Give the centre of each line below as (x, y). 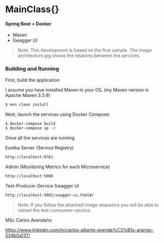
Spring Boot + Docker (28, 23)
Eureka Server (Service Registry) (40, 148)
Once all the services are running (40, 138)
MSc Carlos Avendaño (29, 220)
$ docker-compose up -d (30, 128)
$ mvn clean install (27, 104)
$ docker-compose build (30, 124)
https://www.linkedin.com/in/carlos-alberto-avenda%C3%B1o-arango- (79, 230)
